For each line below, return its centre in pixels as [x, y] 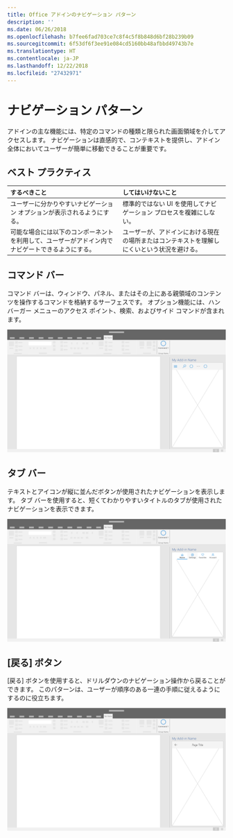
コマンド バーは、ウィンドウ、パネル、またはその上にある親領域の [102, 293]
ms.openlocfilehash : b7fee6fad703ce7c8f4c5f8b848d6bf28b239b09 [101, 37]
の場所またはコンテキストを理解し [171, 241]
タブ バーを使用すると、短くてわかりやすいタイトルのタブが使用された [121, 500]
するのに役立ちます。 [37, 698]
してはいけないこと [150, 192]
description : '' [31, 22]
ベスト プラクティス [49, 172]
